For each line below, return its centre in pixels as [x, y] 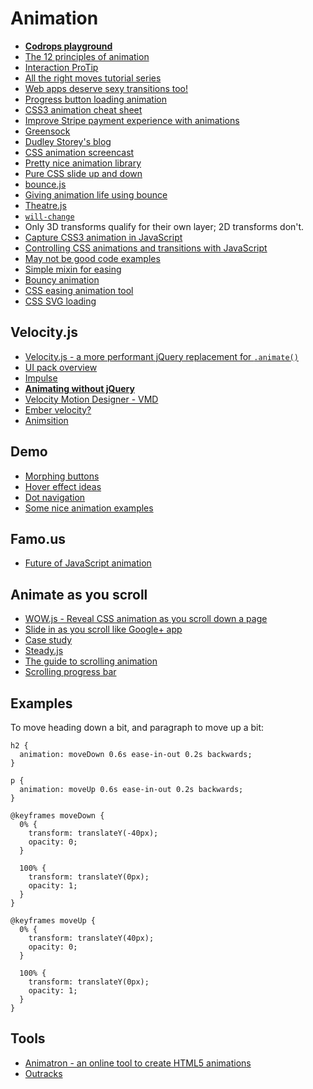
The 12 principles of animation [87, 56]
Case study [48, 640]
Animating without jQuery [79, 388]
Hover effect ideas [63, 486]
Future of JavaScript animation [88, 563]
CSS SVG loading [60, 301]
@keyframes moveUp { [53, 921]
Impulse [41, 378]
